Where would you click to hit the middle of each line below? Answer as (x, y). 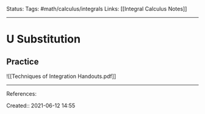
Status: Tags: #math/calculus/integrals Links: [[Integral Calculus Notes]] (97, 9)
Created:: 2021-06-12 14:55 (41, 105)
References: (21, 94)
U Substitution (44, 39)
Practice (23, 61)
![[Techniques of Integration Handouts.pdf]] (61, 76)
